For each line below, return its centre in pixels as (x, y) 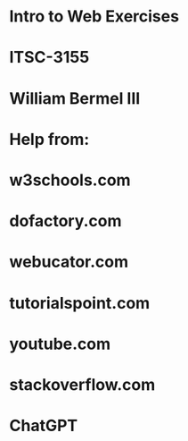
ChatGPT (44, 426)
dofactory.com (65, 221)
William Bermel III (75, 98)
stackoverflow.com (82, 384)
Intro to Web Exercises (94, 17)
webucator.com (69, 262)
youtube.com (60, 344)
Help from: (49, 139)
